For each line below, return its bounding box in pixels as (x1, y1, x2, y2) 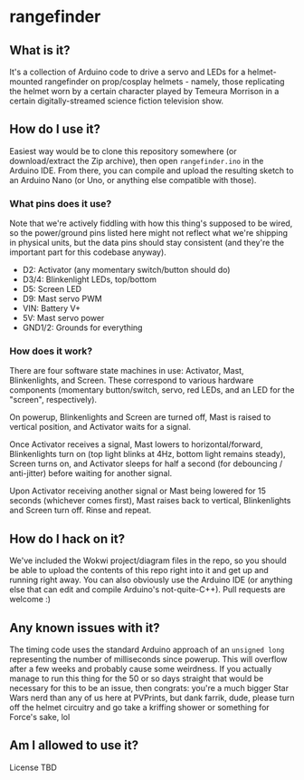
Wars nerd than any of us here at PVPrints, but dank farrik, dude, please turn (9, 692, 295, 704)
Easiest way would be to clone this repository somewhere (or (9, 145, 237, 156)
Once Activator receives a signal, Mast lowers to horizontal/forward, (9, 439, 263, 450)
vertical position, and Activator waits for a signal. (9, 422, 192, 433)
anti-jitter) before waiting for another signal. (9, 468, 173, 479)
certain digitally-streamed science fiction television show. (9, 95, 224, 106)
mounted (9, 76, 43, 87)
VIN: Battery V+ (22, 303, 81, 314)
